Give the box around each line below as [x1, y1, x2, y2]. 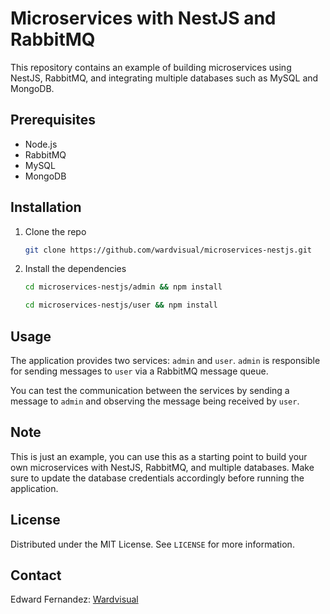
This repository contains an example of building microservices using [10, 61, 292, 73]
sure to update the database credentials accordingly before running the [10, 472, 305, 484]
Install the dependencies [24, 263, 127, 275]
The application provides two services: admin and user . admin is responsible [10, 355, 321, 366]
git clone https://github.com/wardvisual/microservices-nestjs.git [24, 245, 312, 255]
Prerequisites [10, 112, 96, 129]
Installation [10, 199, 82, 216]
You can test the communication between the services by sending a [10, 385, 290, 396]
